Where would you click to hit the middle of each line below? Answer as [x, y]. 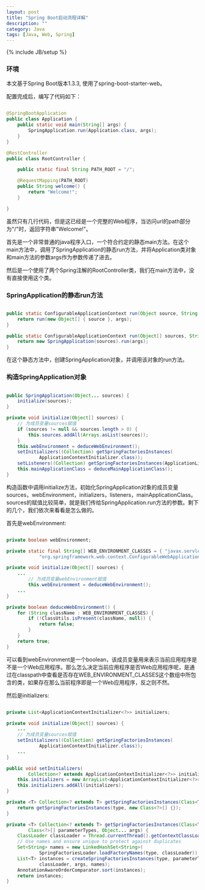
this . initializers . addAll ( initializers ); [70, 785]
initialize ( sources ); [45, 401]
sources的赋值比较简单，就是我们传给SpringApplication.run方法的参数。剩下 [103, 502]
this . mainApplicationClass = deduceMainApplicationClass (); [95, 469]
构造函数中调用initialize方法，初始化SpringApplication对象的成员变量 [92, 487]
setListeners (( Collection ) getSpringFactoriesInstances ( [91, 463]
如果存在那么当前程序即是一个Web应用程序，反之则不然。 [100, 682]
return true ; [34, 641]
